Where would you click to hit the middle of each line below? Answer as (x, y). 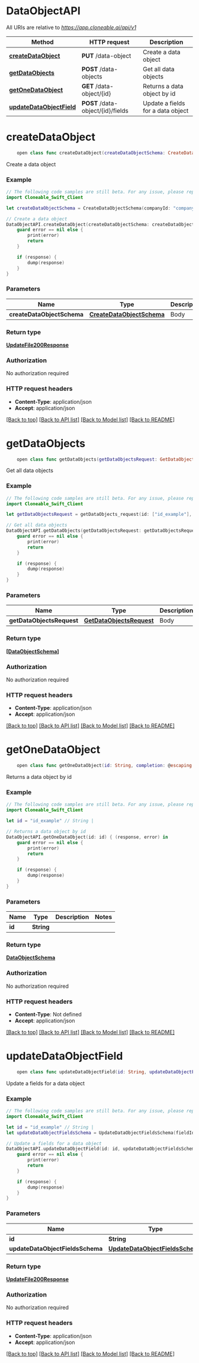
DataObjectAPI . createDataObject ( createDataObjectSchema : (78, 224)
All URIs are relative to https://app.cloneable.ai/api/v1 (71, 27)
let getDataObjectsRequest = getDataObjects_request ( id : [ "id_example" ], (99, 515)
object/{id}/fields (105, 110)
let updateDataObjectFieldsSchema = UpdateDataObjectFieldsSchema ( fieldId (100, 1133)
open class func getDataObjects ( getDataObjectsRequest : (87, 459)
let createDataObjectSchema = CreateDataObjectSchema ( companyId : (88, 208)
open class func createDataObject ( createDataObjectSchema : (91, 153)
